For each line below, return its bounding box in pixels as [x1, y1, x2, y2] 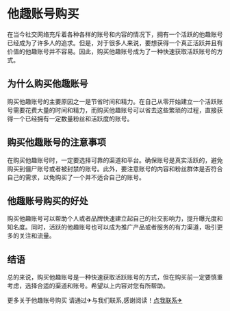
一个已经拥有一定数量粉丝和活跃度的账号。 [12, 114, 133, 123]
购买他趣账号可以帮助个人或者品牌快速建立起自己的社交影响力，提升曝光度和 [7, 214, 223, 223]
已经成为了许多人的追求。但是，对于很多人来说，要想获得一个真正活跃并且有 [7, 38, 223, 47]
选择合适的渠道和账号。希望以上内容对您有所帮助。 [25, 282, 169, 290]
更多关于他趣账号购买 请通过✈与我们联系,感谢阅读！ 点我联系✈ [7, 296, 183, 305]
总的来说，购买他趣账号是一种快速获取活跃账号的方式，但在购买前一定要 [7, 273, 211, 282]
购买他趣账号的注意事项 [7, 136, 106, 148]
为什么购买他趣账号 [7, 78, 88, 90]
